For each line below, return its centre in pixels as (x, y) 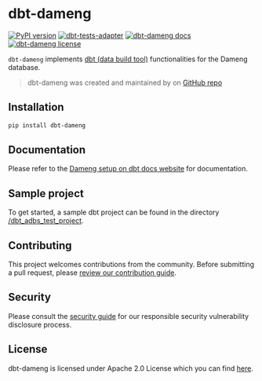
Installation (36, 107)
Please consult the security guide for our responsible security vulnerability (129, 316)
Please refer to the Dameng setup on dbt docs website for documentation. (128, 169)
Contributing (40, 245)
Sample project (46, 193)
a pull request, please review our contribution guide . (93, 273)
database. (24, 67)
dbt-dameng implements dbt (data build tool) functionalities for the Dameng (128, 59)
